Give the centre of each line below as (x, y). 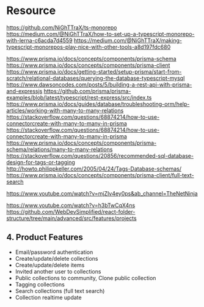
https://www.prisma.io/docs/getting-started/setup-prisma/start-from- (94, 71)
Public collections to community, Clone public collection (86, 278)
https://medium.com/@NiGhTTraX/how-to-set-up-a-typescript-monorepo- (100, 34)
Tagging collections (40, 284)
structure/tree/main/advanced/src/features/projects (71, 218)
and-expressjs (24, 91)
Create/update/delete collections (56, 258)
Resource (31, 11)
